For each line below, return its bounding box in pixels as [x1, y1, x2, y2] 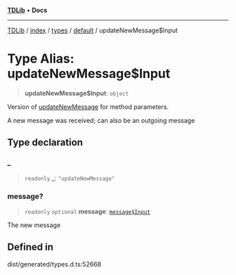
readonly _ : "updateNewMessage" [24, 174, 115, 182]
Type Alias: [7, 51, 75, 67]
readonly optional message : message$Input [24, 207, 151, 215]
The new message [7, 221, 61, 229]
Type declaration [7, 136, 83, 148]
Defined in [7, 241, 54, 253]
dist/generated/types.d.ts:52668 [7, 260, 102, 268]
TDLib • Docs [7, 6, 48, 14]
